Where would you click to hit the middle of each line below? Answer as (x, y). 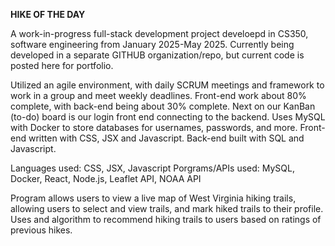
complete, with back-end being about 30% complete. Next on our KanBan (163, 106)
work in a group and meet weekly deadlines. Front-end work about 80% (158, 95)
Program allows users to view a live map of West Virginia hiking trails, (153, 198)
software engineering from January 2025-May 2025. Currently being (152, 44)
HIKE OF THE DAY (48, 14)
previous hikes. (41, 230)
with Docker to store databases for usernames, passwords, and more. (154, 127)
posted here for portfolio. (62, 65)
